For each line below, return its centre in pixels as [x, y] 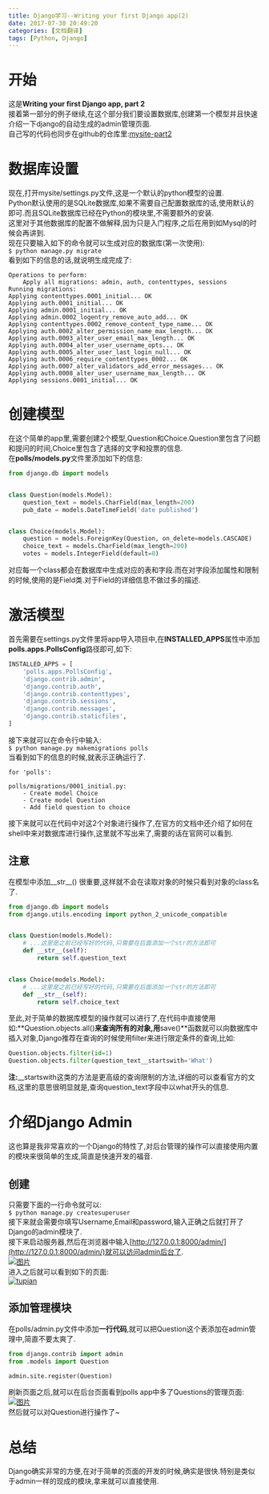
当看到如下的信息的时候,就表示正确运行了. [77, 757]
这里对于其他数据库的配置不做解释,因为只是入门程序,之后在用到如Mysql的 [129, 223]
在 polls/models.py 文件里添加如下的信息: [76, 458]
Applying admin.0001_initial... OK [68, 310]
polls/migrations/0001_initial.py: [68, 786]
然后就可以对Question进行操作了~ [64, 1412]
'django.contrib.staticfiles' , [75, 717]
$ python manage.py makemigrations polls [78, 748]
